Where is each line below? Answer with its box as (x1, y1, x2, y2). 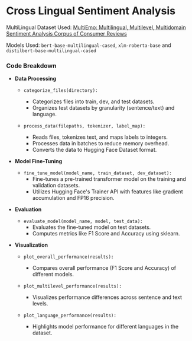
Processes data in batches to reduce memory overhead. (32, 140, 170, 147)
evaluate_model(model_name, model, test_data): (23, 218, 143, 225)
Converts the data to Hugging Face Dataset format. (32, 146, 157, 154)
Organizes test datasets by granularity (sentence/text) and (32, 104, 175, 111)
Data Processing (14, 75, 57, 82)
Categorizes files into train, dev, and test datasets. (32, 98, 155, 105)
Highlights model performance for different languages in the (32, 323, 179, 330)
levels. (32, 300, 48, 307)
